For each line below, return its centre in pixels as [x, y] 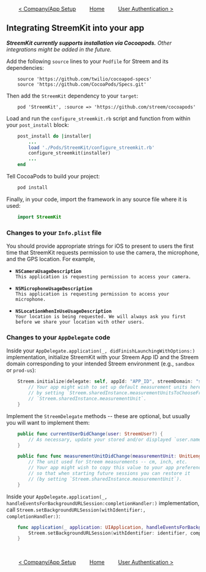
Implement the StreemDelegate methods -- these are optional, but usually [98, 416]
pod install [32, 188]
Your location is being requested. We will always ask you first [100, 317]
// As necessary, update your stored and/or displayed [100, 440]
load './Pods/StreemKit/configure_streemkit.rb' [92, 147]
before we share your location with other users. [80, 322]
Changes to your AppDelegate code [58, 338]
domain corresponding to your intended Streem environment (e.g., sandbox [101, 364]
